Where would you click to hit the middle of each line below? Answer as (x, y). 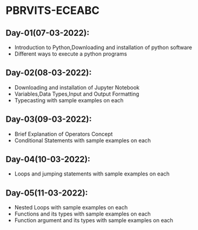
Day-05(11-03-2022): (47, 193)
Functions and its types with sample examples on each (83, 214)
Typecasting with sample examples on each (69, 100)
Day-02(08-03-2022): (49, 73)
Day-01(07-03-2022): (48, 33)
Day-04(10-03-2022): (48, 159)
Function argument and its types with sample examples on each (94, 220)
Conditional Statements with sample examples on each (83, 140)
